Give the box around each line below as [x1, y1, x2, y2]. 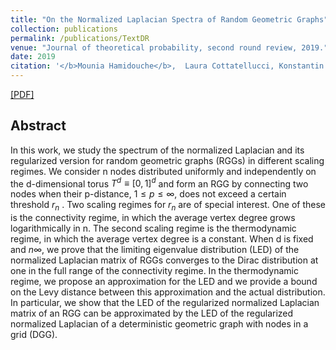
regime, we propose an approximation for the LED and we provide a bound [10, 276, 318, 288]
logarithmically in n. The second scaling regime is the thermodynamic [10, 222, 297, 235]
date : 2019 [10, 52, 56, 62]
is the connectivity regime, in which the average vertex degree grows [10, 212, 296, 224]
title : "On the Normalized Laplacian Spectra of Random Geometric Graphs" [10, 14, 329, 25]
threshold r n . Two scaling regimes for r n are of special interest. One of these [10, 199, 327, 213]
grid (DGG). [10, 329, 58, 341]
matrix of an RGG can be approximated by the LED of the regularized [10, 307, 294, 320]
